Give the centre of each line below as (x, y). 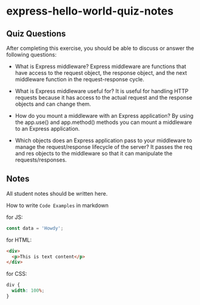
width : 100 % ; (28, 291)
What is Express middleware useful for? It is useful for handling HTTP (102, 91)
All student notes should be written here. (57, 193)
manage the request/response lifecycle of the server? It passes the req (104, 147)
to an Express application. (47, 129)
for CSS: (17, 274)
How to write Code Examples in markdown (58, 205)
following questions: (32, 55)
